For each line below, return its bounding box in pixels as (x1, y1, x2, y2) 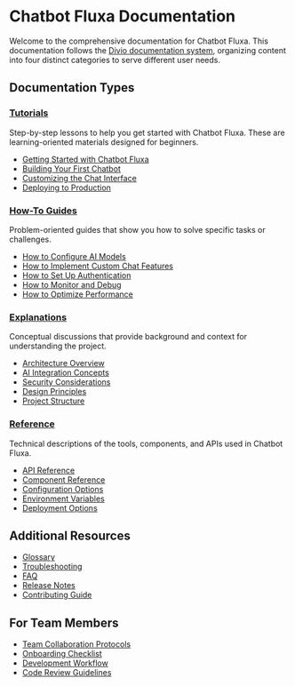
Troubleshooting (21, 562, 83, 572)
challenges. (9, 234, 52, 244)
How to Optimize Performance (21, 289, 133, 299)
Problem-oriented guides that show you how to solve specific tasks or (9, 224, 267, 235)
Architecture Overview (21, 358, 105, 369)
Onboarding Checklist (21, 649, 102, 659)
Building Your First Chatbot (21, 163, 122, 174)
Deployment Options (21, 502, 98, 513)
